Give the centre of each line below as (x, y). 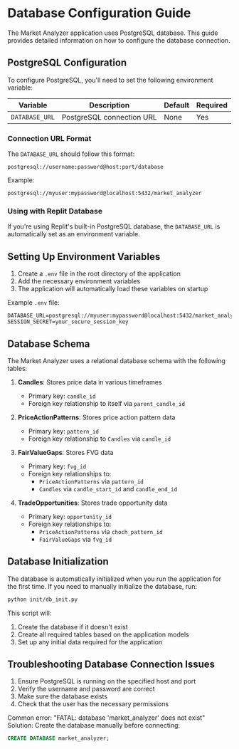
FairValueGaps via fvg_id (75, 539)
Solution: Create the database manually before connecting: (94, 726)
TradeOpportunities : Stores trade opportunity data (92, 503)
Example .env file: (33, 303)
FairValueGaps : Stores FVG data (65, 452)
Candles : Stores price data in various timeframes (90, 382)
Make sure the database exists (63, 696)
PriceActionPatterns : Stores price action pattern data (96, 417)
